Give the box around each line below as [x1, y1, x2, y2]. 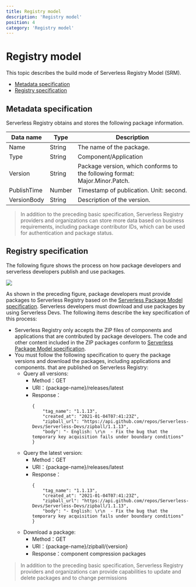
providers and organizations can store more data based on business [20, 217, 185, 224]
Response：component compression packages [32, 550, 146, 557]
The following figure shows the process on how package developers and [6, 261, 181, 269]
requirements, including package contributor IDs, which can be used [20, 223, 185, 230]
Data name [11, 133, 42, 141]
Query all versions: [23, 370, 69, 377]
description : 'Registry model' [6, 14, 82, 20]
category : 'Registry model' [6, 25, 75, 31]
